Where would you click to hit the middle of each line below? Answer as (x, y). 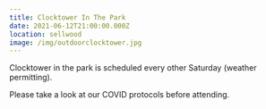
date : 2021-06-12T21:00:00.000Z (69, 26)
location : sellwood (46, 34)
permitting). (31, 78)
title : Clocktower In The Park (68, 17)
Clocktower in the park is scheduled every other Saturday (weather (133, 68)
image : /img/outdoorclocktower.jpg (76, 42)
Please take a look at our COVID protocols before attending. (120, 95)
